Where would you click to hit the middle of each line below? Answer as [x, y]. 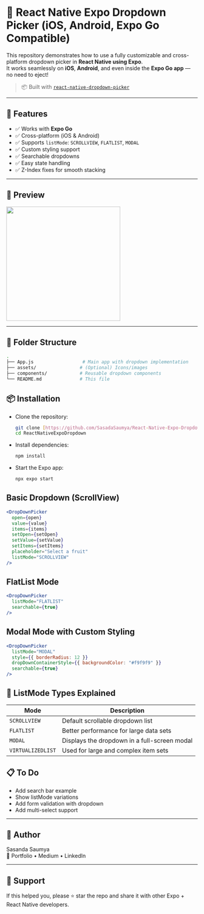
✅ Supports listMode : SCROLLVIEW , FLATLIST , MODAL [77, 142]
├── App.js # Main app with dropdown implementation [97, 362]
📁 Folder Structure [42, 342]
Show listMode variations [47, 797]
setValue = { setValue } [38, 540]
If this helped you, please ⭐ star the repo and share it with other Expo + [96, 896]
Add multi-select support [46, 810]
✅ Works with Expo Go [44, 129]
